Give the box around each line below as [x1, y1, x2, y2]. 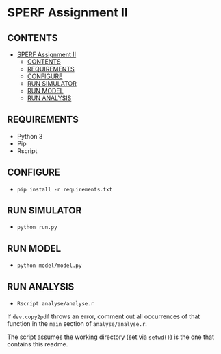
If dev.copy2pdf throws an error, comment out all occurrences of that [7, 312, 200, 320]
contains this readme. [7, 340, 68, 349]
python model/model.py [16, 262, 82, 269]
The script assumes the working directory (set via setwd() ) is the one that [7, 333, 214, 341]
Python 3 [16, 132, 43, 140]
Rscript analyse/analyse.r [16, 300, 94, 307]
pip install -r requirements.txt [16, 186, 113, 193]
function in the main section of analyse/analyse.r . [7, 320, 147, 328]
